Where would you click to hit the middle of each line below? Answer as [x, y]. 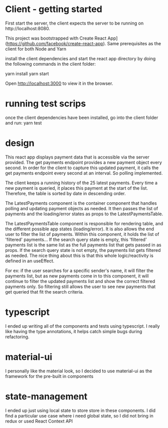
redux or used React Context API [39, 421]
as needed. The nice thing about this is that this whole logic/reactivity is [79, 255]
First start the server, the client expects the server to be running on [74, 23]
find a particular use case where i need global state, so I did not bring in [79, 415]
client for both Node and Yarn [36, 49]
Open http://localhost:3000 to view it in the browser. [59, 83]
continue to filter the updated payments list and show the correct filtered [80, 281]
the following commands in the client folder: [51, 64]
